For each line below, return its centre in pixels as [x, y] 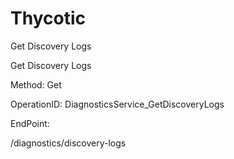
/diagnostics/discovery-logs [68, 143]
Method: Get [36, 84]
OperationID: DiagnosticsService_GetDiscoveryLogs [117, 104]
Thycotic [48, 18]
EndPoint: [30, 123]
